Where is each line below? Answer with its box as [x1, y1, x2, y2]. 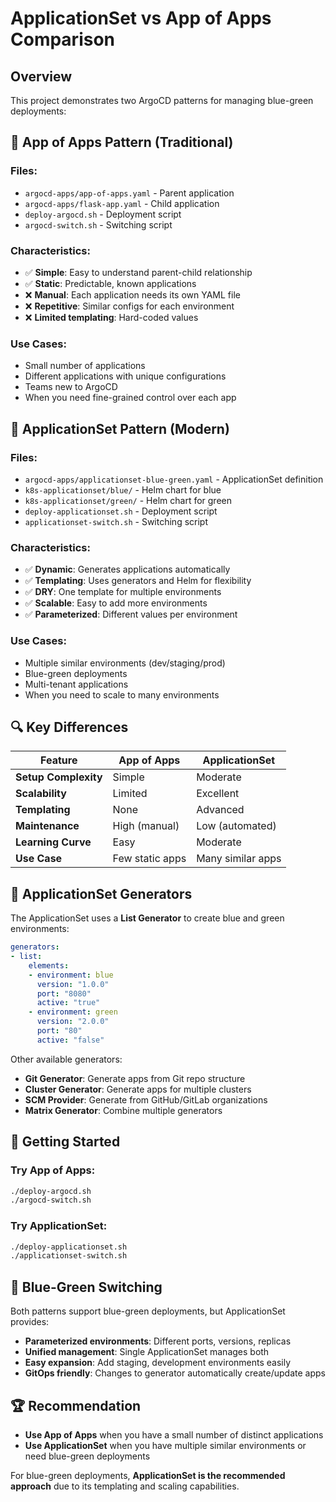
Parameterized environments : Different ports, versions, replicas [24, 1335, 292, 1347]
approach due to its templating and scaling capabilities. [10, 1480, 240, 1492]
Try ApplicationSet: [10, 1219, 108, 1233]
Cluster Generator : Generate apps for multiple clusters [24, 1083, 252, 1095]
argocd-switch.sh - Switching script [24, 218, 173, 231]
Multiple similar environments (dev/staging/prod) [24, 657, 226, 669]
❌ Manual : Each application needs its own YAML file [24, 288, 241, 301]
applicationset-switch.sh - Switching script [24, 515, 208, 527]
